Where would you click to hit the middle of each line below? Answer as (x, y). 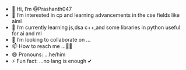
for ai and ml (27, 34)
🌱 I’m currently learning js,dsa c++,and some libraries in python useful (96, 27)
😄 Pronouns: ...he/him (38, 54)
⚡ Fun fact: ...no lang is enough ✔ (52, 61)
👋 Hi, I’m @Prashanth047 (42, 9)
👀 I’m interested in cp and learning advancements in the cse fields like (95, 15)
